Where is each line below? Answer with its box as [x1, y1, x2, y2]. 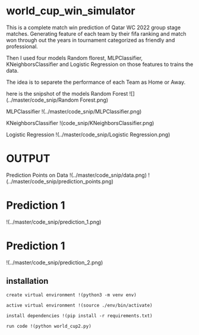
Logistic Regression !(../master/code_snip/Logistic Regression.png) [6, 131, 170, 138]
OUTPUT [6, 152, 50, 165]
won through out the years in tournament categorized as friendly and [6, 36, 175, 43]
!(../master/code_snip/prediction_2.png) [6, 259, 103, 266]
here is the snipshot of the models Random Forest [6, 90, 128, 97]
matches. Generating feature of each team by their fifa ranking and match [6, 30, 187, 37]
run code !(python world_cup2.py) [6, 323, 92, 329]
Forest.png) [80, 96, 109, 104]
